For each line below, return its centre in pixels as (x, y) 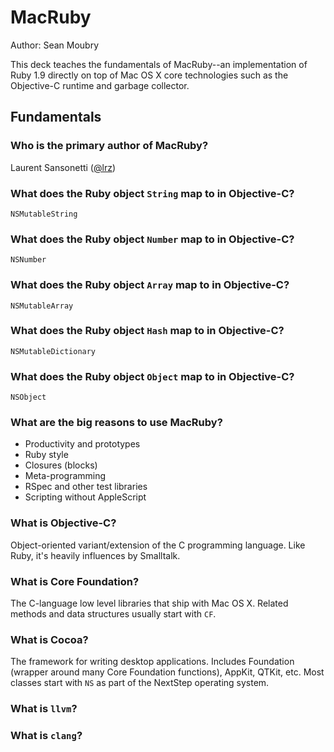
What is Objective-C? (63, 523)
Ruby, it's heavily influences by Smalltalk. (95, 555)
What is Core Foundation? (75, 581)
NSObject (28, 397)
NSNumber (28, 260)
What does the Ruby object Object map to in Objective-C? (152, 376)
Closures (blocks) (61, 465)
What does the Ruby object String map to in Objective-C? (152, 193)
